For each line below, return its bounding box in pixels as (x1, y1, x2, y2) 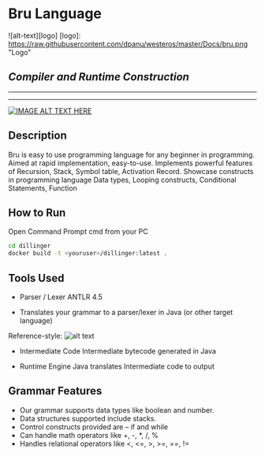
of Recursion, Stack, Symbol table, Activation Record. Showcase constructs (8, 166, 254, 176)
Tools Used (8, 271, 65, 284)
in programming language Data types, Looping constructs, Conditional (8, 175, 237, 184)
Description (8, 129, 67, 143)
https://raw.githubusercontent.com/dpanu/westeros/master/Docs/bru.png (8, 39, 248, 48)
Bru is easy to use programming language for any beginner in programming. (8, 150, 255, 159)
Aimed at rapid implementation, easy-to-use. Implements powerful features (8, 158, 253, 168)
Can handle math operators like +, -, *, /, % (19, 430, 159, 439)
